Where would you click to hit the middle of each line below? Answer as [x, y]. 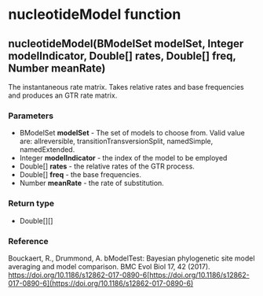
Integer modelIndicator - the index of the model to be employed [123, 158]
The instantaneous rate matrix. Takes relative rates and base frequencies [126, 87]
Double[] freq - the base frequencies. [80, 175]
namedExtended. [47, 150]
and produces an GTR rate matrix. [63, 95]
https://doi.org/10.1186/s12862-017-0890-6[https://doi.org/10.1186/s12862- [129, 275]
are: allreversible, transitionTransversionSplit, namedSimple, [116, 141]
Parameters [31, 116]
